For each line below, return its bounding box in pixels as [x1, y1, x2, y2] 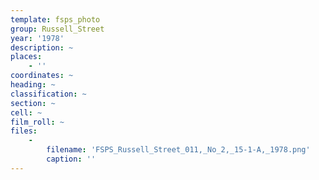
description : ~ [10, 42, 74, 53]
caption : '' [46, 154, 97, 164]
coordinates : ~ [10, 71, 74, 81]
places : [10, 52, 43, 62]
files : [10, 126, 38, 136]
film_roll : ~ [10, 117, 65, 127]
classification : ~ [10, 89, 87, 99]
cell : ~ [10, 107, 43, 118]
